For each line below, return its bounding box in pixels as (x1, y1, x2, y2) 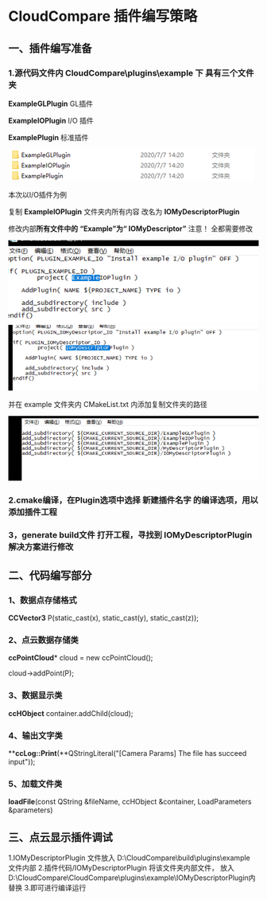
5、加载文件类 (8, 778, 63, 789)
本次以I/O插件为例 (8, 190, 68, 199)
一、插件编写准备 (8, 41, 92, 55)
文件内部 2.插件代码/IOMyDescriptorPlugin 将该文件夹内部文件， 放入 (8, 863, 234, 873)
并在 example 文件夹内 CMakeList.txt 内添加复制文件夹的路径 (8, 399, 208, 409)
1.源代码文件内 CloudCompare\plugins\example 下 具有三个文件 (8, 67, 254, 78)
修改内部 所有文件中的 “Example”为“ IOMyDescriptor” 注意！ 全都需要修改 (8, 224, 253, 233)
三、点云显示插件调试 (8, 830, 113, 844)
